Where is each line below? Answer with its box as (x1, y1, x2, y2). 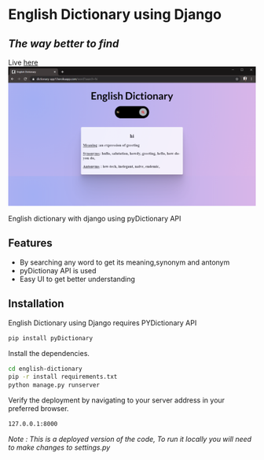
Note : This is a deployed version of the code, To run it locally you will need (8, 435, 252, 443)
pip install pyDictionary (8, 334, 93, 342)
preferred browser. (8, 404, 69, 414)
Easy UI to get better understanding (19, 274, 136, 284)
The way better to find (8, 37, 119, 50)
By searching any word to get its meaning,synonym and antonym (19, 258, 230, 267)
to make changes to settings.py (8, 443, 111, 452)
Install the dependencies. (8, 348, 90, 358)
